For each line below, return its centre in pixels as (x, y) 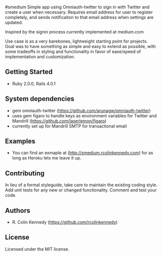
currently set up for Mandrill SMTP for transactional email (69, 126)
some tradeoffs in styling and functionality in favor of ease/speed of (73, 51)
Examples (20, 141)
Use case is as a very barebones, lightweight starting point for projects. (76, 41)
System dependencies (40, 99)
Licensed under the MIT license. (37, 249)
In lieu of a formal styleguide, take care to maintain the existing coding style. (81, 185)
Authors (18, 210)
